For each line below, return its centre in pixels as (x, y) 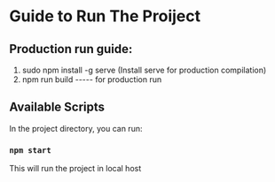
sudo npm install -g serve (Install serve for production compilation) (144, 70)
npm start (30, 150)
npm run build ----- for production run (92, 80)
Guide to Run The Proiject (105, 16)
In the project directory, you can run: (76, 128)
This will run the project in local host (75, 169)
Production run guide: (71, 49)
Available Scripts (57, 107)
